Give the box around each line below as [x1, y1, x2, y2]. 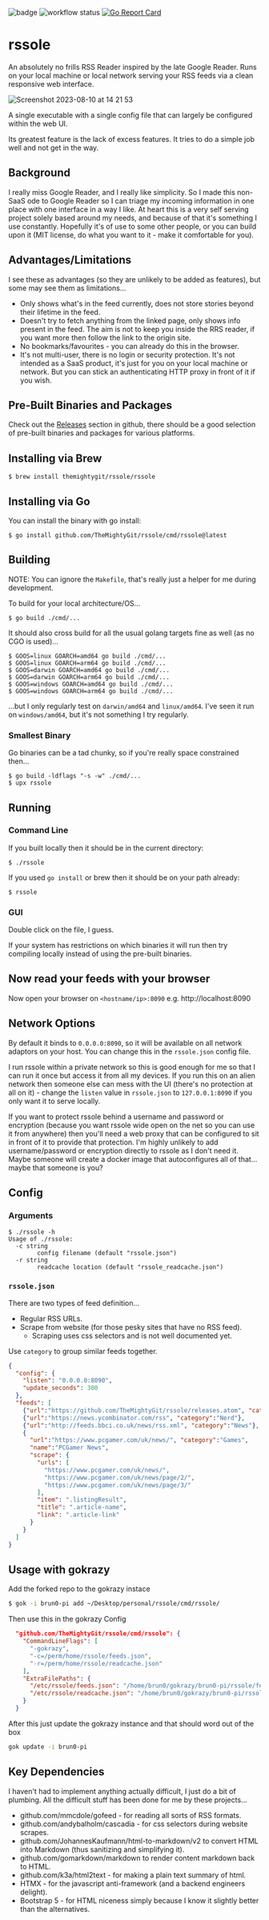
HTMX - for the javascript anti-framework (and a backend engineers [19, 1878, 246, 1888]
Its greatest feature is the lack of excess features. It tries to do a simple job [8, 134, 255, 144]
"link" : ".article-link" [37, 1511, 120, 1519]
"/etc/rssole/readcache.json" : [29, 1689, 134, 1698]
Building [8, 553, 50, 567]
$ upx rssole [8, 779, 52, 788]
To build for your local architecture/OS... [8, 598, 141, 608]
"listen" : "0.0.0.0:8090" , [22, 1376, 113, 1385]
